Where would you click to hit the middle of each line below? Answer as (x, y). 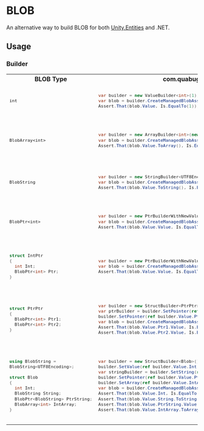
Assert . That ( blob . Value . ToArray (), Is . (146, 145)
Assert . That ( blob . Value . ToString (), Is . (148, 187)
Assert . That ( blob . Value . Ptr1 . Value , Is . (148, 327)
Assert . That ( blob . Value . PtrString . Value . (149, 404)
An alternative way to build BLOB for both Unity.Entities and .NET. (88, 27)
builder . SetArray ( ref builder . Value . (144, 383)
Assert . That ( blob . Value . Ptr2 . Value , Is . (148, 332)
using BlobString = (33, 361)
